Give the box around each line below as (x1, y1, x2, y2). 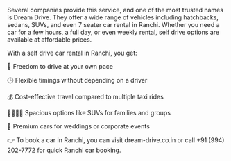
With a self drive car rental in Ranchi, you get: (7, 49, 137, 57)
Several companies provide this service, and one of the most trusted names (7, 6, 224, 14)
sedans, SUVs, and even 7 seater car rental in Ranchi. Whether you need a (7, 21, 220, 28)
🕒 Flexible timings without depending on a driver (7, 76, 148, 84)
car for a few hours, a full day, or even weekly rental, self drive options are (7, 28, 220, 36)
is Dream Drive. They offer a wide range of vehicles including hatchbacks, (7, 13, 219, 22)
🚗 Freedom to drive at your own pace (7, 62, 113, 70)
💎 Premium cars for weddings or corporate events (7, 122, 151, 130)
